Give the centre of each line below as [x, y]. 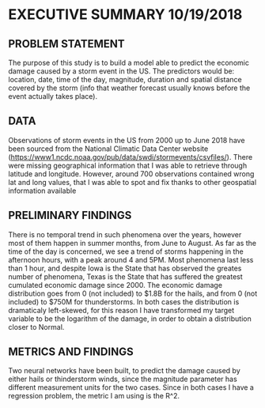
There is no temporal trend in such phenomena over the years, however [125, 234]
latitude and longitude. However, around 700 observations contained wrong [131, 174]
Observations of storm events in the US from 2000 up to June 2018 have [127, 140]
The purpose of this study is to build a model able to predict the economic [129, 62]
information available [42, 191]
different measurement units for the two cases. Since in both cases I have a [131, 387]
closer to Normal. [36, 327]
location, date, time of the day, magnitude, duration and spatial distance [125, 79]
